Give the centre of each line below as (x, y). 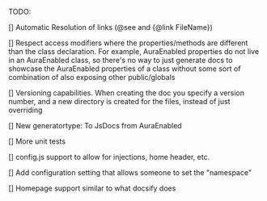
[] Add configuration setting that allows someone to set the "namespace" (130, 172)
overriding (25, 110)
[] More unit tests (37, 141)
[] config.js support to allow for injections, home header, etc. (109, 157)
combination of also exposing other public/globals (92, 77)
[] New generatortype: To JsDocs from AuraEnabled (95, 126)
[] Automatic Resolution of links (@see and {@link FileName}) (110, 27)
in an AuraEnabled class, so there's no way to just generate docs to (121, 60)
